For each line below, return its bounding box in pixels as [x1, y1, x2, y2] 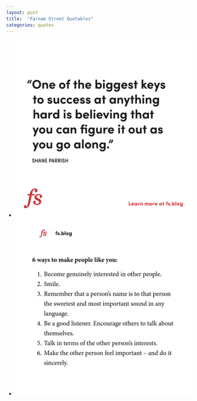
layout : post [6, 9, 38, 15]
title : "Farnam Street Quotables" [6, 15, 94, 22]
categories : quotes [6, 22, 54, 28]
